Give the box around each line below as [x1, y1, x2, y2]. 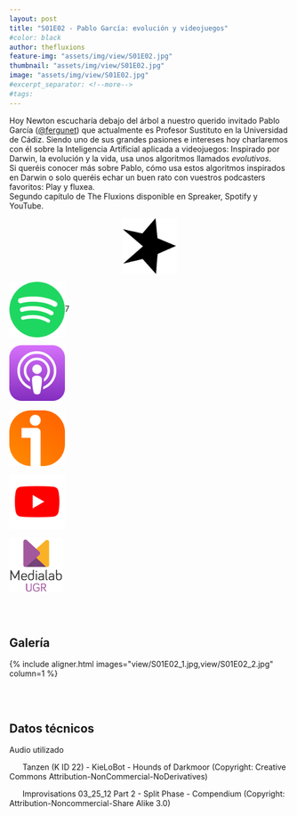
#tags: [9, 89, 34, 98]
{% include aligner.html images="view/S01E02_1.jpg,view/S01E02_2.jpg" [9, 659, 274, 670]
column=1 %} [9, 668, 59, 679]
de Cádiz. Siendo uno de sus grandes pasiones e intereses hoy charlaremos [9, 134, 289, 144]
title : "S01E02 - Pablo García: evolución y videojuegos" [9, 23, 229, 33]
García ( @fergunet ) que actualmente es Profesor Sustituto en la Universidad [9, 125, 288, 135]
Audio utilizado [9, 745, 64, 755]
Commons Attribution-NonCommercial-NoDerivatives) [9, 771, 208, 782]
